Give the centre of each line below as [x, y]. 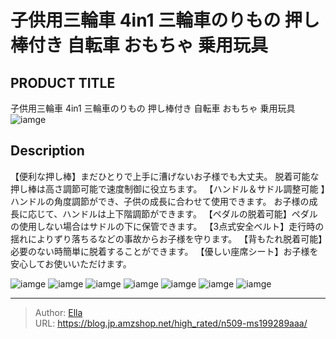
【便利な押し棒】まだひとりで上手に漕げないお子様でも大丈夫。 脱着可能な [165, 176]
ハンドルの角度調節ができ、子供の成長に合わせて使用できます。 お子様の [160, 201]
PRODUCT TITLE [63, 82]
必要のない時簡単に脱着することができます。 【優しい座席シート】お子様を [164, 251]
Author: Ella [58, 312]
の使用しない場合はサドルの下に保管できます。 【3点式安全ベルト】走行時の [167, 226]
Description [47, 151]
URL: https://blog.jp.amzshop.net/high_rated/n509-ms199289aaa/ [171, 323]
